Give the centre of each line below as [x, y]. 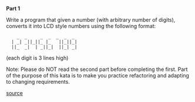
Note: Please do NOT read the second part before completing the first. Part [97, 69]
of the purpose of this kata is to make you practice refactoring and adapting [98, 75]
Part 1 [13, 8]
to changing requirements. [38, 82]
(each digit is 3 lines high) [37, 58]
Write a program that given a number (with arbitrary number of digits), [91, 20]
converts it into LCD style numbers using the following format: [81, 26]
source [15, 93]
